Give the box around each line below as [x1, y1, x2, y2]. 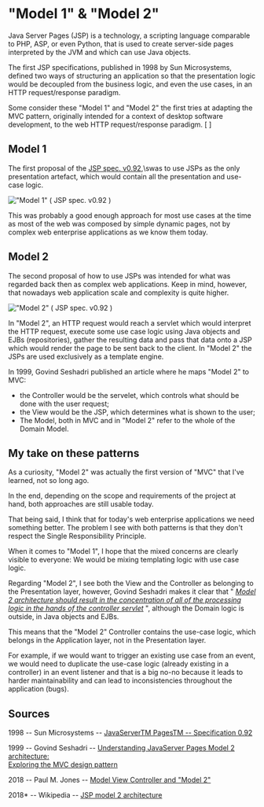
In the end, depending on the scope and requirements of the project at [8, 491, 236, 500]
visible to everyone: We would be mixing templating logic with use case [8, 555, 240, 565]
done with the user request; [19, 399, 110, 408]
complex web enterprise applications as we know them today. [8, 227, 208, 237]
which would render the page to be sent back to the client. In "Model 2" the [8, 343, 252, 352]
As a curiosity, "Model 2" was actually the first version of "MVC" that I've [8, 467, 245, 477]
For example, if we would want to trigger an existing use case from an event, [8, 650, 256, 661]
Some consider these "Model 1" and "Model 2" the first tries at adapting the [8, 103, 253, 112]
